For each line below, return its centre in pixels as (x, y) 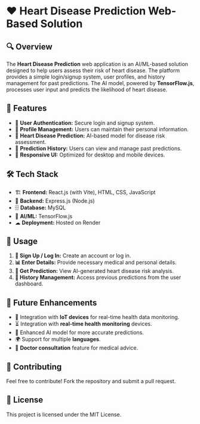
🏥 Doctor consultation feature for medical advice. (76, 348)
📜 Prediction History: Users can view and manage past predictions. (98, 148)
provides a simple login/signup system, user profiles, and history (86, 77)
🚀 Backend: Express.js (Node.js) (55, 201)
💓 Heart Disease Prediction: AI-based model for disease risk (90, 136)
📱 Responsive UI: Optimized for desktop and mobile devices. (90, 155)
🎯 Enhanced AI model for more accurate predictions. (79, 333)
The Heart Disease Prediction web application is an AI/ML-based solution (97, 64)
